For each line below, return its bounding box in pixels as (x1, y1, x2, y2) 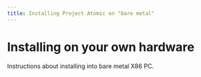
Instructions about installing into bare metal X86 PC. (7, 62, 154, 70)
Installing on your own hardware (7, 39, 195, 55)
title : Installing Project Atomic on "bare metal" (7, 10, 155, 17)
